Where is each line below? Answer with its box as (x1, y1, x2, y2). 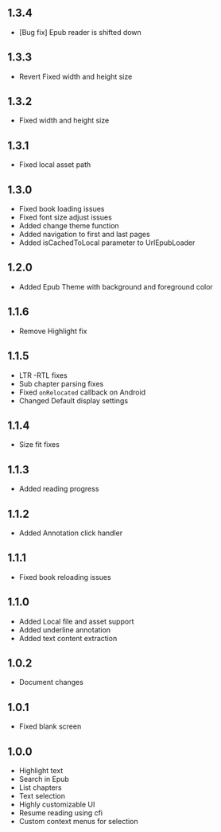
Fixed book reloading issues (18, 572, 112, 581)
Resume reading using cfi (18, 808, 103, 818)
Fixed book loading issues (18, 204, 105, 214)
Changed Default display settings (18, 395, 129, 405)
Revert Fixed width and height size (18, 72, 133, 81)
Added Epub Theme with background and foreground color (18, 282, 214, 291)
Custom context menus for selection (18, 817, 138, 826)
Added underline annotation (18, 624, 111, 635)
